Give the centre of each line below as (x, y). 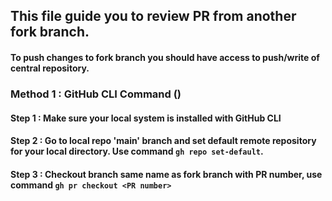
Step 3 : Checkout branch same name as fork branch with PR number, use (166, 174)
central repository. (50, 68)
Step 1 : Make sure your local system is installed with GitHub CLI (146, 118)
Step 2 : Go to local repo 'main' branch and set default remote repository (163, 141)
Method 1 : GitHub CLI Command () (96, 94)
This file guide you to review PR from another (153, 16)
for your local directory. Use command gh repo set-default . (137, 151)
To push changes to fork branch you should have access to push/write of (165, 57)
